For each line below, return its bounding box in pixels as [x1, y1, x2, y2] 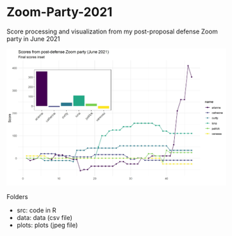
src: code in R [16, 206, 56, 214]
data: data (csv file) [16, 213, 72, 221]
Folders [6, 192, 29, 200]
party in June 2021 [6, 34, 61, 42]
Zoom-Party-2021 [6, 4, 113, 20]
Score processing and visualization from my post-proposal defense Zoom [6, 27, 218, 36]
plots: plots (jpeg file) [16, 221, 78, 229]
